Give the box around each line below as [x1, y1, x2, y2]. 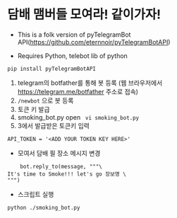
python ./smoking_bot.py [7, 204, 80, 211]
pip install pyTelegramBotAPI [7, 65, 97, 72]
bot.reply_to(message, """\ [20, 163, 102, 170]
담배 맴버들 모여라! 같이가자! [7, 6, 161, 23]
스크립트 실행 [17, 190, 54, 198]
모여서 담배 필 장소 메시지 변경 [17, 149, 101, 157]
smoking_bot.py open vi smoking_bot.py [17, 113, 140, 121]
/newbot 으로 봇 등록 [17, 96, 74, 105]
